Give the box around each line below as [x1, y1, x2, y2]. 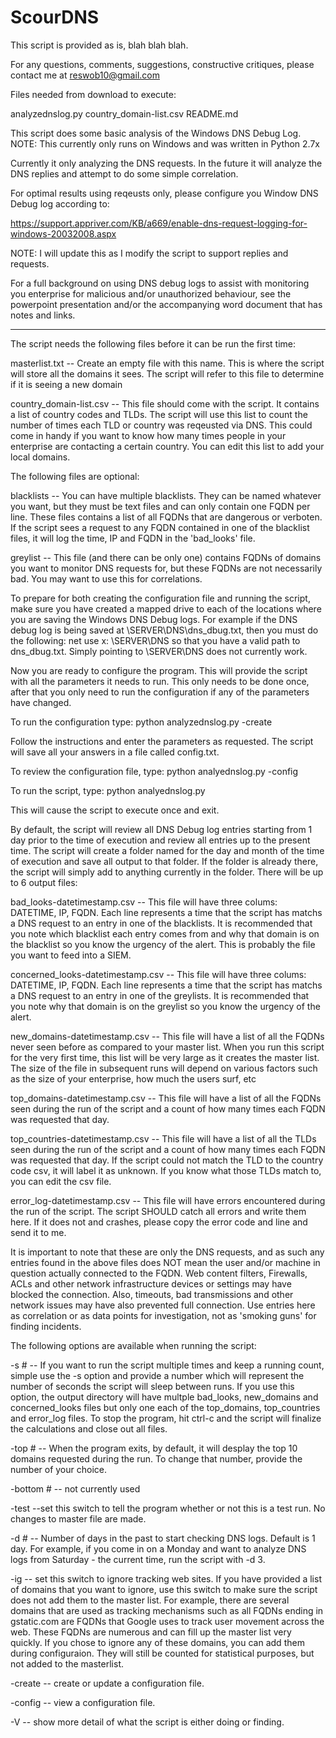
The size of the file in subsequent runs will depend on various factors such [10, 1062, 318, 1074]
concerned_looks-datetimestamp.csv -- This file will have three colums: [10, 968, 307, 980]
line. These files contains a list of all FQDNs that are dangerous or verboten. [10, 511, 323, 523]
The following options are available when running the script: [10, 1339, 257, 1351]
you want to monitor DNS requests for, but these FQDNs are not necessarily [10, 562, 323, 574]
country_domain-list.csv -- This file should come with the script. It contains [10, 397, 320, 410]
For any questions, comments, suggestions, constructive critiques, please [10, 58, 315, 70]
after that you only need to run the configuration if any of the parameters [10, 686, 310, 698]
